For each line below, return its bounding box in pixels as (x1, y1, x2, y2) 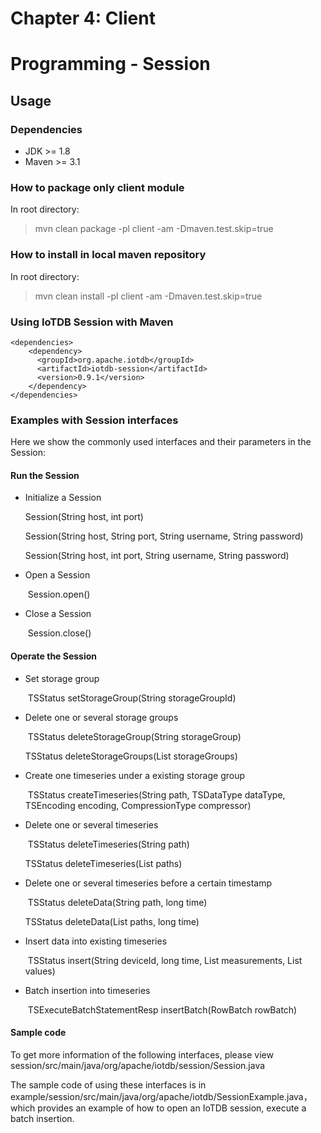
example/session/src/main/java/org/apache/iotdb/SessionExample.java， (10, 1090, 313, 1102)
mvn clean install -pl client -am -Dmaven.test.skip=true (34, 290, 263, 302)
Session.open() (27, 588, 91, 601)
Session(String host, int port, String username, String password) (24, 550, 290, 562)
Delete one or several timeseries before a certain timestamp (24, 877, 272, 889)
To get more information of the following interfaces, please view (10, 1048, 274, 1061)
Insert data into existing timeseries (24, 935, 168, 947)
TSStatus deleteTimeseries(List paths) (24, 857, 183, 869)
